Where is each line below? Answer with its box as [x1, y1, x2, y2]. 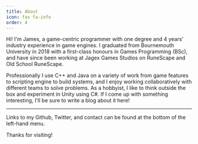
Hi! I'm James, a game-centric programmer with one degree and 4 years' [6, 36, 184, 43]
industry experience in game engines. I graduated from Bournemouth [6, 42, 174, 49]
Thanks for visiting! [6, 132, 53, 139]
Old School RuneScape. [6, 61, 64, 68]
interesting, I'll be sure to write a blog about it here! [6, 97, 130, 104]
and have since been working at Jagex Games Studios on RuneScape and [6, 54, 186, 62]
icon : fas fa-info [6, 14, 51, 20]
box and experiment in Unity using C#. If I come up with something [6, 91, 169, 98]
